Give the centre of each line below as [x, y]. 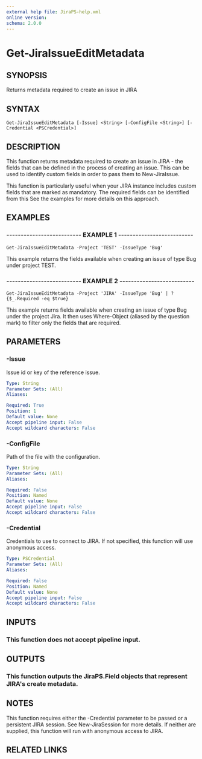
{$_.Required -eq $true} [37, 298]
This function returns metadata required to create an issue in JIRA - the [95, 161]
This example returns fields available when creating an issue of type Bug [96, 310]
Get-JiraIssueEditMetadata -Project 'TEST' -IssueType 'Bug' [85, 248]
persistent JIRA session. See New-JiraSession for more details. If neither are [101, 724]
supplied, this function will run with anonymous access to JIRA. [85, 731]
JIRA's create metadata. [42, 683]
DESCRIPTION [33, 147]
